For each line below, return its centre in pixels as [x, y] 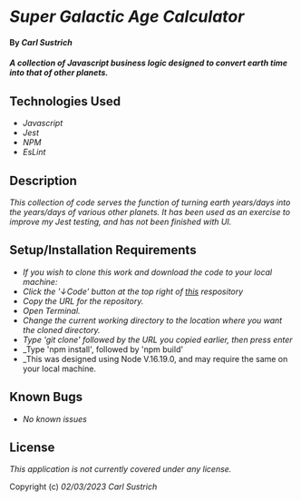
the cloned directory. [62, 329]
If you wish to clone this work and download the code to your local [147, 272]
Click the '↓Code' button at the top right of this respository [133, 291]
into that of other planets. [59, 73]
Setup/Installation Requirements [103, 250]
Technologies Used [65, 101]
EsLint [34, 152]
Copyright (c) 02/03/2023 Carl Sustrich [83, 486]
